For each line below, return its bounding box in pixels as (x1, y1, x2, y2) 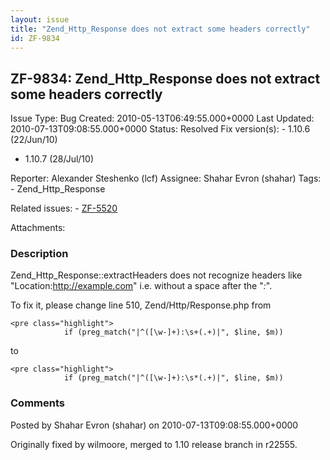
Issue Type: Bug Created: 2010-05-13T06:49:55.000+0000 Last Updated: (10, 112, 315, 125)
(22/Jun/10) (10, 134, 58, 146)
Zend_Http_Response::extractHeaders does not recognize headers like (10, 269, 303, 281)
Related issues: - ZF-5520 (10, 202, 118, 215)
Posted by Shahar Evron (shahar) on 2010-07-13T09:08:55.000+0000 (10, 419, 299, 431)
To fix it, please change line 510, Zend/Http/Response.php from (10, 299, 272, 311)
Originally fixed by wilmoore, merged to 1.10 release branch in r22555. (10, 438, 298, 450)
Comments (10, 396, 65, 410)
